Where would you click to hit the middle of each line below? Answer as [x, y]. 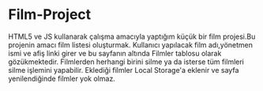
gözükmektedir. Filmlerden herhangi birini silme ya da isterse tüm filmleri [126, 62]
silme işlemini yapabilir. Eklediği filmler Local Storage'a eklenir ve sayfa [124, 70]
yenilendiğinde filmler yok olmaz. [62, 78]
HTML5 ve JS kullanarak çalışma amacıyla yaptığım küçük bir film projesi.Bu [132, 36]
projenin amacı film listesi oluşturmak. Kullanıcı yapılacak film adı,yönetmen [131, 44]
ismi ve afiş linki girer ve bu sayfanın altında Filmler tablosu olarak [115, 53]
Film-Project [50, 15]
